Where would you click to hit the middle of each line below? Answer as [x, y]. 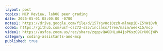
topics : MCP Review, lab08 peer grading [47, 14]
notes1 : [13, 23]
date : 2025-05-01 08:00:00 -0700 [39, 18]
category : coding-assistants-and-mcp [43, 37]
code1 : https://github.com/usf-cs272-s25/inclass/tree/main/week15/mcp [79, 28]
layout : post [18, 9]
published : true [21, 41]
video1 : [13, 32]
